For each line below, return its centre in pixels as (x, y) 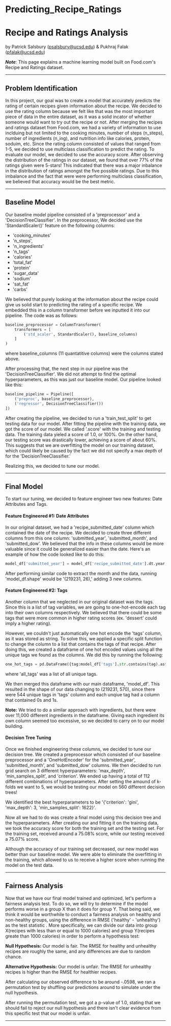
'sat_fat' (21, 284)
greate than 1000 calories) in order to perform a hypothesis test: (73, 936)
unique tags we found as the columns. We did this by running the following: (84, 654)
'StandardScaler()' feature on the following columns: (60, 225)
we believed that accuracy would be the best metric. (60, 181)
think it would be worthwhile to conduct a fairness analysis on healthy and (83, 914)
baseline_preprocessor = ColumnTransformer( (53, 325)
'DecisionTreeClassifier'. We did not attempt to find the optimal (71, 374)
